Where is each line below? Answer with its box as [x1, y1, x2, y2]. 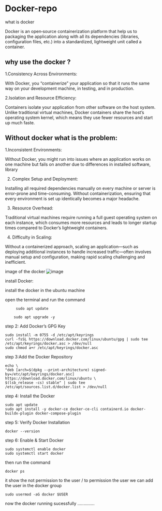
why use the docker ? [5, 58, 71, 66]
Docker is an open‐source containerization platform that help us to [5, 28, 137, 34]
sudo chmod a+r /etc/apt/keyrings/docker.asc [5, 345, 98, 350]
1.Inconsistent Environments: [5, 147, 62, 153]
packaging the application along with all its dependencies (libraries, [5, 34, 139, 39]
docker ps [5, 469, 25, 474]
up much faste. [5, 119, 35, 125]
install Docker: [5, 278, 34, 284]
